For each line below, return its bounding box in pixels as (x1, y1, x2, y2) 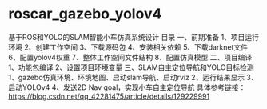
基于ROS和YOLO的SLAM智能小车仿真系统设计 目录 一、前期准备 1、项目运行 (8, 32, 260, 42)
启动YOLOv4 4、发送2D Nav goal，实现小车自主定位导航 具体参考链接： (8, 82, 246, 92)
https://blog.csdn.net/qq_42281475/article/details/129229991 (8, 91, 210, 101)
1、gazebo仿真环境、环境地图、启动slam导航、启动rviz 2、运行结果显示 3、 (8, 72, 258, 82)
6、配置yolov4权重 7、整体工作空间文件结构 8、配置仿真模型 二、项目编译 (8, 52, 253, 62)
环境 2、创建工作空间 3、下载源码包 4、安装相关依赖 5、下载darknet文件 (8, 42, 248, 52)
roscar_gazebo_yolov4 (8, 5, 162, 23)
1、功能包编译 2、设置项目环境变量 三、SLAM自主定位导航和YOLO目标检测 (8, 62, 254, 72)
